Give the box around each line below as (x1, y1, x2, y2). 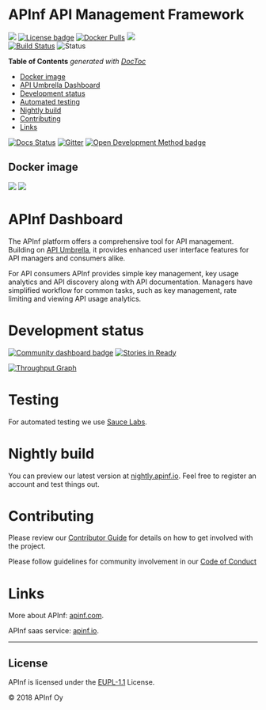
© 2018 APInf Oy (8, 693, 63, 702)
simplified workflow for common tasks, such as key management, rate (8, 285, 237, 294)
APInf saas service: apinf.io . (8, 626, 99, 636)
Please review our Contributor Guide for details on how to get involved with (8, 533, 253, 543)
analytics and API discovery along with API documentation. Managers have (8, 277, 253, 287)
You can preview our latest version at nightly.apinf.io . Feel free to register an (8, 471, 257, 480)
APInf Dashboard (8, 210, 123, 228)
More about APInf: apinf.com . (8, 611, 104, 621)
